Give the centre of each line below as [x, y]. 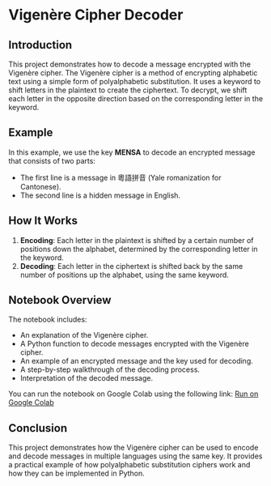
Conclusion [38, 428]
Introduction [40, 45]
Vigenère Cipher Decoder [96, 15]
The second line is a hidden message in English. [100, 195]
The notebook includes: [48, 320]
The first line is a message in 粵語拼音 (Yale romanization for [121, 177]
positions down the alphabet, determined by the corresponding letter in [139, 249]
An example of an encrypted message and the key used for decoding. [136, 361]
